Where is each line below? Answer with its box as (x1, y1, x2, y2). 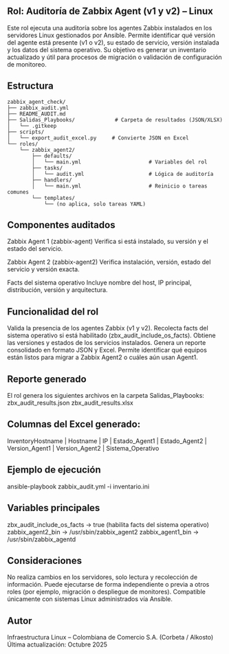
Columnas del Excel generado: (7, 418, 141, 430)
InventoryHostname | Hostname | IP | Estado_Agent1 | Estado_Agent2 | (7, 436, 208, 445)
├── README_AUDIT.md (7, 110, 67, 117)
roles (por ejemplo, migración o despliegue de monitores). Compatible (7, 587, 206, 596)
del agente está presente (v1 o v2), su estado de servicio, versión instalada (7, 38, 220, 47)
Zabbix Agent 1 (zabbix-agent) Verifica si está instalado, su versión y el (7, 237, 208, 246)
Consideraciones (7, 554, 83, 566)
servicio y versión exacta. (7, 265, 80, 273)
